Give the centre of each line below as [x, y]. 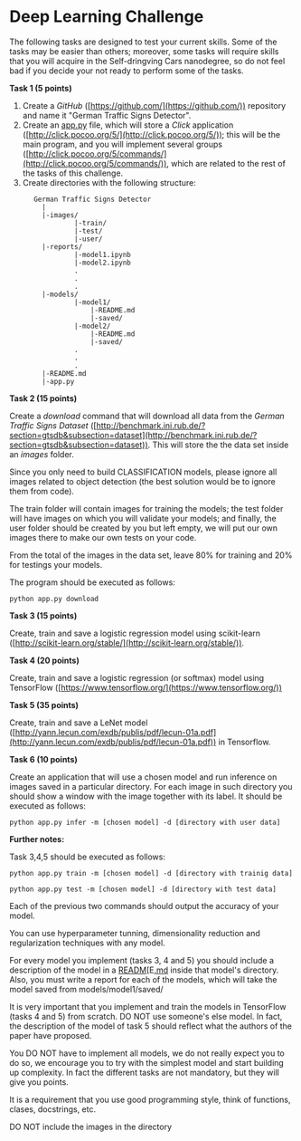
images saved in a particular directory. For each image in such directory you [151, 786]
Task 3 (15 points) [43, 615]
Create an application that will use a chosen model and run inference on [143, 777]
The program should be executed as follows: [93, 582]
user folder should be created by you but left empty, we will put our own [144, 528]
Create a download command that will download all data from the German [147, 416]
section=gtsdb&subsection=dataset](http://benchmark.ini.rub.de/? [133, 435]
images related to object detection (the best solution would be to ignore [142, 481]
